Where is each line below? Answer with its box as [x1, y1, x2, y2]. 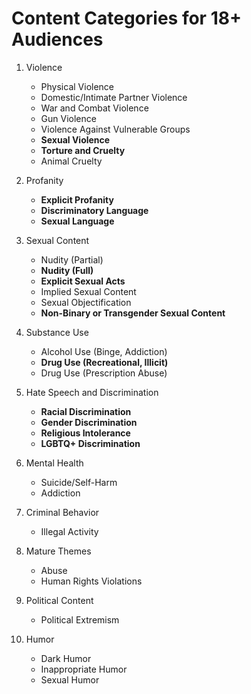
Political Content [25, 594, 94, 606]
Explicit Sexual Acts [40, 275, 126, 287]
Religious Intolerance [40, 427, 131, 439]
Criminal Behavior [25, 506, 100, 518]
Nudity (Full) [40, 264, 94, 276]
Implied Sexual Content [40, 285, 137, 297]
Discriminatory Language [40, 204, 149, 216]
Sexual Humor [40, 673, 100, 686]
